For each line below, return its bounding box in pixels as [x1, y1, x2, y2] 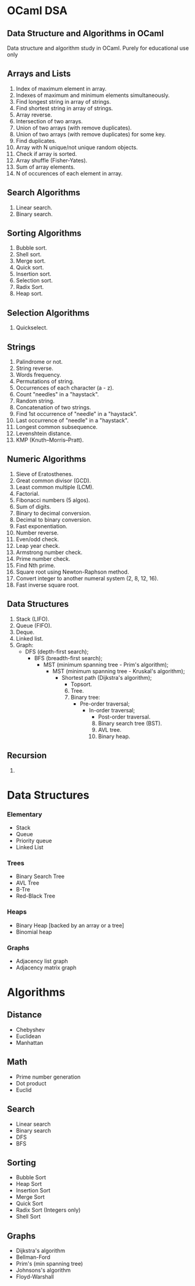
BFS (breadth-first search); [34, 654, 103, 661]
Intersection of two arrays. [15, 117, 83, 125]
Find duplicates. [15, 137, 57, 144]
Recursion [7, 750, 47, 761]
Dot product [15, 1079, 47, 1087]
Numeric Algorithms [7, 454, 86, 464]
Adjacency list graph [15, 957, 68, 965]
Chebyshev [15, 1026, 45, 1033]
